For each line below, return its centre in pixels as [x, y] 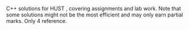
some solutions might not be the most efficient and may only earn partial [95, 15]
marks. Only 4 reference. [36, 21]
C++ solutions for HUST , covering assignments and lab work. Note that [94, 9]
